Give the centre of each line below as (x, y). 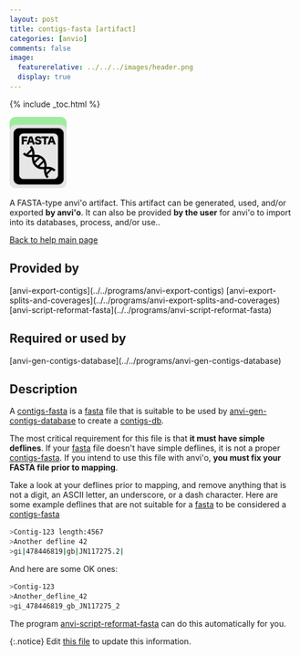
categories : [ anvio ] (49, 38)
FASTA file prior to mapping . (64, 468)
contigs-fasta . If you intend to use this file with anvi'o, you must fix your (145, 458)
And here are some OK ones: (64, 568)
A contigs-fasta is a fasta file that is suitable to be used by (119, 411)
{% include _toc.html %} (55, 104)
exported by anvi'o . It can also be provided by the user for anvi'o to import (150, 212)
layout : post (34, 19)
